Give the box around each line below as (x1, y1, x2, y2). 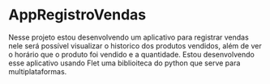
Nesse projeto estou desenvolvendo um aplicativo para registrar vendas (8, 32, 249, 42)
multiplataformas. (8, 66, 67, 76)
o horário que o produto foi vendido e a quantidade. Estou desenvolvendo (8, 49, 255, 59)
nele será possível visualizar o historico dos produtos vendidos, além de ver (8, 40, 262, 50)
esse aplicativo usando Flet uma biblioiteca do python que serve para (8, 58, 241, 68)
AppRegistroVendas (8, 6, 147, 24)
